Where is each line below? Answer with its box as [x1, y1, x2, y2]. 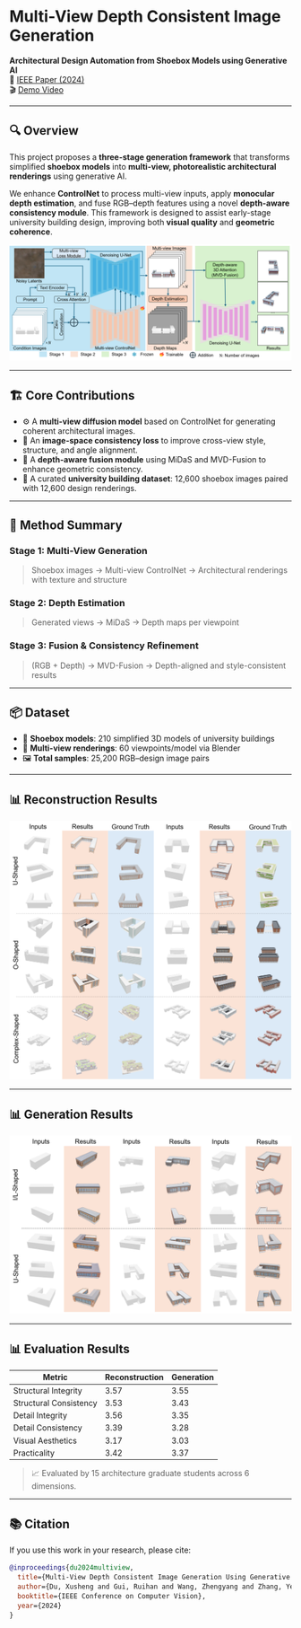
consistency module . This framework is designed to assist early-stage [9, 207, 271, 217]
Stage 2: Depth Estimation [9, 596, 125, 609]
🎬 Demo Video [9, 84, 64, 95]
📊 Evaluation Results [9, 1341, 130, 1357]
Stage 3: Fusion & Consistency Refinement [9, 639, 199, 652]
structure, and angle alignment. [21, 444, 139, 455]
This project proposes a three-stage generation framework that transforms [9, 151, 290, 163]
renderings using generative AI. [9, 171, 127, 181]
